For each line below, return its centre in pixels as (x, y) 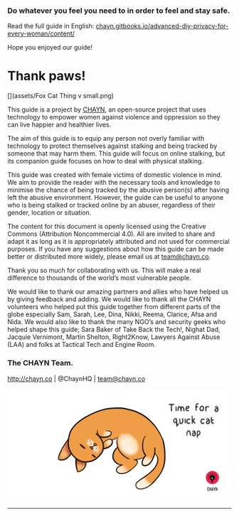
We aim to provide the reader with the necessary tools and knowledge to (114, 183)
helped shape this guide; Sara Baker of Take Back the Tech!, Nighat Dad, (114, 330)
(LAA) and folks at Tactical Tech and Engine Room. (82, 345)
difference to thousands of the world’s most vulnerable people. (100, 278)
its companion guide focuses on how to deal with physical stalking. (106, 161)
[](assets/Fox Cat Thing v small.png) (61, 96)
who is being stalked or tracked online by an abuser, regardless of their (111, 205)
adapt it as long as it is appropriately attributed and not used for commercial (118, 242)
